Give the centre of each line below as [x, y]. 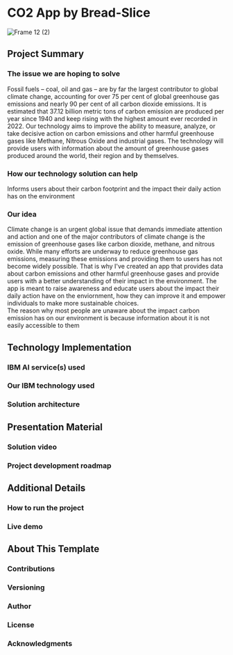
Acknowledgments [40, 643]
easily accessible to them [43, 326]
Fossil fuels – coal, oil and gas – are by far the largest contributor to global [113, 89]
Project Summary [46, 54]
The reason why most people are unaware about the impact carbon [103, 310]
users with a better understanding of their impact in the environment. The [112, 281]
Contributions [31, 569]
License [21, 624]
